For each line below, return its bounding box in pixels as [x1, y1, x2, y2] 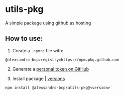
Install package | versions [12, 76, 65, 82]
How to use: [5, 34, 43, 43]
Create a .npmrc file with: [12, 47, 64, 53]
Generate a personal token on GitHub [12, 66, 89, 72]
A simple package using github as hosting [5, 20, 91, 26]
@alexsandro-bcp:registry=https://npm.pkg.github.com [5, 57, 120, 62]
